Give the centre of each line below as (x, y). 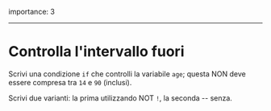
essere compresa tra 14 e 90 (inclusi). (70, 82)
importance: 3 (31, 12)
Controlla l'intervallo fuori (96, 52)
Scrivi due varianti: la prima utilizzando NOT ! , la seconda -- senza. (120, 98)
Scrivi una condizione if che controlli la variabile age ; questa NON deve (127, 74)
